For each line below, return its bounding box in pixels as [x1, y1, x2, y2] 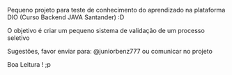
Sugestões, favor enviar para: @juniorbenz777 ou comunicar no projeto [7, 47, 212, 55]
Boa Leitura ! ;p [7, 61, 51, 68]
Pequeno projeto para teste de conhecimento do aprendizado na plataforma [7, 6, 226, 14]
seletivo [7, 34, 30, 42]
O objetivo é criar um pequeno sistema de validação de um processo [7, 27, 206, 34]
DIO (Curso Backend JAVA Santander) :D [7, 13, 125, 21]
